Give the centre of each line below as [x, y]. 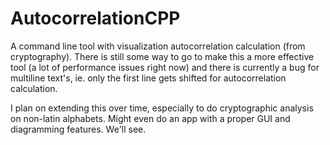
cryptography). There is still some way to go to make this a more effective [162, 56]
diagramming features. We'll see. [78, 129]
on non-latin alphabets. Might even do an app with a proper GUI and [150, 118]
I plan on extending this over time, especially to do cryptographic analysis [162, 108]
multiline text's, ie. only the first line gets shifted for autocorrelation [148, 78]
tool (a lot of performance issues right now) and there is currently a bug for [165, 67]
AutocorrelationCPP [95, 18]
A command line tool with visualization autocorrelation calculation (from [158, 46]
